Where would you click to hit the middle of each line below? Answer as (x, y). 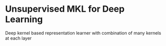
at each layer (18, 38)
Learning (24, 19)
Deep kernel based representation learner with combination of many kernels (83, 33)
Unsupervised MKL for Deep (65, 9)
